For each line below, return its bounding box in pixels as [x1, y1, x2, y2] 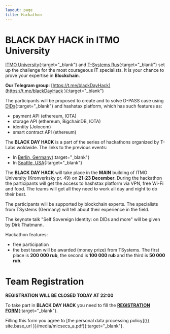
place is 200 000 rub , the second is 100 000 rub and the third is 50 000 [12, 253, 165, 259]
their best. [5, 191, 27, 198]
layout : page [5, 7, 33, 13]
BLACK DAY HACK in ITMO [5, 34, 120, 46]
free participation [12, 241, 49, 247]
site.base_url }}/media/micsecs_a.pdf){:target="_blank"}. [5, 323, 124, 329]
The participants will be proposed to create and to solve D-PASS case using [5, 98, 164, 104]
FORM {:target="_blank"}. [5, 308, 58, 314]
